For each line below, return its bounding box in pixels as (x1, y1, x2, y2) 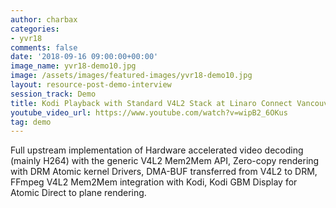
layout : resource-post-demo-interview (10, 80, 172, 90)
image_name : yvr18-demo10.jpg (10, 61, 137, 71)
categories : (10, 24, 60, 34)
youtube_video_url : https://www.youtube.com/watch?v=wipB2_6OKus (10, 107, 288, 118)
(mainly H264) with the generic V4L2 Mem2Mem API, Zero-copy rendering (10, 155, 320, 167)
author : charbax (10, 14, 78, 25)
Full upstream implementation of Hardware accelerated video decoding (10, 144, 304, 156)
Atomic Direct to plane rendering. (10, 187, 147, 199)
